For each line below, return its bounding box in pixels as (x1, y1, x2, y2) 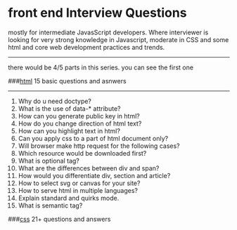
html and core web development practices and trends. (8, 43, 165, 51)
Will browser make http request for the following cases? (18, 142, 180, 150)
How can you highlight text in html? (18, 126, 120, 135)
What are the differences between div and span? (18, 163, 160, 172)
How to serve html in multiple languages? (18, 186, 139, 194)
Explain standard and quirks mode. (18, 194, 120, 202)
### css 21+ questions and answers (8, 215, 111, 223)
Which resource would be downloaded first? (18, 149, 147, 157)
